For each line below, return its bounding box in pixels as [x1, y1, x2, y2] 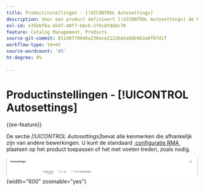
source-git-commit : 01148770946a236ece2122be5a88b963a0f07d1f [6, 35, 167, 42]
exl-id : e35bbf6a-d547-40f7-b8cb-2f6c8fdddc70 [6, 22, 126, 28]
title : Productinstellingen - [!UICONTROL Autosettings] [6, 10, 154, 16]
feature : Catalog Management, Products [6, 29, 107, 35]
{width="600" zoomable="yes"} [6, 178, 87, 185]
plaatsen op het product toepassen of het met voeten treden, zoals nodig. [6, 146, 191, 153]
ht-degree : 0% [6, 55, 42, 61]
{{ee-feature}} [6, 121, 42, 128]
